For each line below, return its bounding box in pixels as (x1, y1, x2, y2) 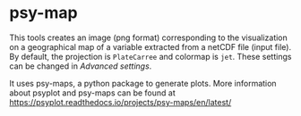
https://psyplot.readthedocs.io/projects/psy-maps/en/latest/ (9, 96, 232, 107)
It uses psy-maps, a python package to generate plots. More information (9, 78, 277, 88)
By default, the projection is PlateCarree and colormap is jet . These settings (9, 51, 292, 62)
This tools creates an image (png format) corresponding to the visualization (9, 32, 288, 43)
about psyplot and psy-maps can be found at (9, 87, 176, 98)
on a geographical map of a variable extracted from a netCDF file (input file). (9, 41, 292, 52)
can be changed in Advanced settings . (9, 61, 152, 71)
